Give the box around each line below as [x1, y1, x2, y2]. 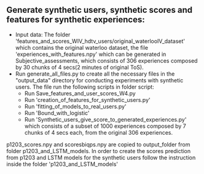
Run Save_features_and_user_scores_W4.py [24, 89, 136, 97]
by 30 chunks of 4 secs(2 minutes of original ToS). [15, 63, 144, 71]
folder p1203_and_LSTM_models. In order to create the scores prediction [6, 147, 191, 154]
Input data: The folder [15, 31, 71, 38]
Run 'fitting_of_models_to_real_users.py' [24, 103, 127, 110]
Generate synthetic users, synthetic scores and [6, 5, 193, 15]
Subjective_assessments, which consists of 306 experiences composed [15, 57, 198, 64]
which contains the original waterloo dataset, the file [15, 44, 149, 51]
